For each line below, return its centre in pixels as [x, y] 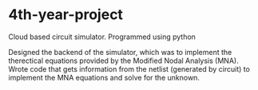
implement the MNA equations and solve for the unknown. [104, 77]
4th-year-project [66, 15]
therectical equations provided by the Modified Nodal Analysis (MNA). [123, 61]
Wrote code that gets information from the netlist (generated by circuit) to [129, 68]
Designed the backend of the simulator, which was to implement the [120, 52]
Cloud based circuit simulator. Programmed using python [102, 37]
